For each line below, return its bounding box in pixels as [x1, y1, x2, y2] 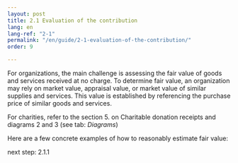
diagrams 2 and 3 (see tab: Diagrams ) [7, 120, 118, 128]
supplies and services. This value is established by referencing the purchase [7, 91, 231, 100]
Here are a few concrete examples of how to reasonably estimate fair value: [7, 134, 229, 142]
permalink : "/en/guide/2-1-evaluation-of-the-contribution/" [7, 37, 192, 44]
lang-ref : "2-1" [7, 30, 55, 38]
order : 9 [7, 43, 33, 50]
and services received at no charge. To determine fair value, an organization [7, 77, 230, 85]
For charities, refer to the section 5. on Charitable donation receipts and [7, 113, 216, 121]
